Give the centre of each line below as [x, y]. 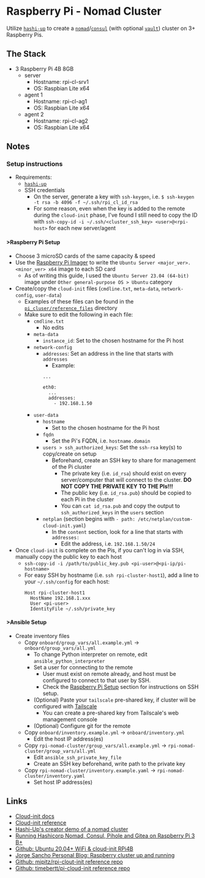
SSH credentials [45, 190]
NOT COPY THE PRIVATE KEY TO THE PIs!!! [117, 486]
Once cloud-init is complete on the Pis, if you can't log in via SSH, [100, 550]
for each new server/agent [82, 228]
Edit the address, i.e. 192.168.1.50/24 [108, 544]
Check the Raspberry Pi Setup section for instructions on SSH [121, 686]
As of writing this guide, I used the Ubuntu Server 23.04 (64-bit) [107, 275]
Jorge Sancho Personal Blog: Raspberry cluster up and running [95, 855]
